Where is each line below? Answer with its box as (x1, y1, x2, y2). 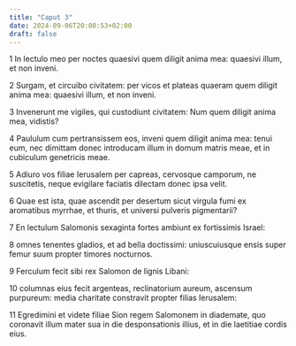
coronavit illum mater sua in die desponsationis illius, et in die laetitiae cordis (9, 319, 287, 330)
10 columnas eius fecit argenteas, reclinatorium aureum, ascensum (9, 283, 253, 294)
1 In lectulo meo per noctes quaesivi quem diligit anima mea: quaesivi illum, (9, 54, 283, 65)
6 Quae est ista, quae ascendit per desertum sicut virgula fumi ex (9, 196, 247, 206)
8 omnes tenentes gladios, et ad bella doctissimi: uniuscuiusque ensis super (9, 240, 287, 250)
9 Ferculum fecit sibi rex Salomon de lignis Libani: (9, 266, 190, 277)
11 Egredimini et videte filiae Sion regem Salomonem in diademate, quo (9, 310, 267, 320)
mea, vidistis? (9, 116, 59, 127)
